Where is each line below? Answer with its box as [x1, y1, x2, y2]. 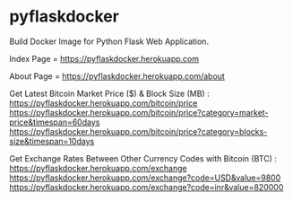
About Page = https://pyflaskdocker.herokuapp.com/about [9, 70, 226, 82]
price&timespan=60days [9, 117, 100, 127]
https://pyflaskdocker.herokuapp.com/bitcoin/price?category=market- [9, 107, 269, 118]
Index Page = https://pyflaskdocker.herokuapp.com [9, 53, 200, 64]
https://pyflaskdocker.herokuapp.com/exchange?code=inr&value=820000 [9, 181, 284, 192]
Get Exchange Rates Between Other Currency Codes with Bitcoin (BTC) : [9, 153, 278, 163]
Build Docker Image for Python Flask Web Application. [9, 36, 209, 47]
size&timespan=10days [9, 135, 95, 146]
